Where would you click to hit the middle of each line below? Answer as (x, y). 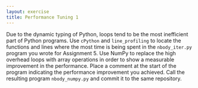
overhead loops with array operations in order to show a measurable (90, 59)
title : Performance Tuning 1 (42, 17)
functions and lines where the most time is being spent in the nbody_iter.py (99, 47)
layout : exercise (28, 12)
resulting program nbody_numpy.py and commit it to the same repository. (94, 78)
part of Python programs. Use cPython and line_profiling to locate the (94, 40)
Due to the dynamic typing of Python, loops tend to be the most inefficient (97, 34)
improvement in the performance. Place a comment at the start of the (92, 65)
